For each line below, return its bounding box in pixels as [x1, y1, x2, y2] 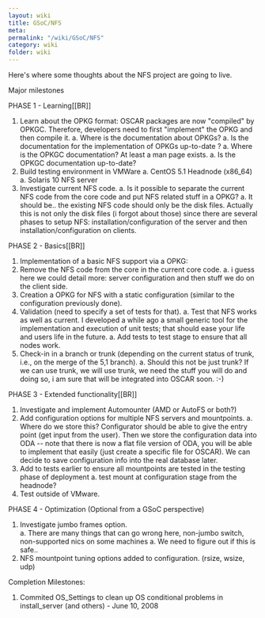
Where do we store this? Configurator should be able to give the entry [19, 422, 248, 431]
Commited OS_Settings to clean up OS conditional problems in [19, 593, 224, 602]
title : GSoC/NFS [8, 19, 62, 27]
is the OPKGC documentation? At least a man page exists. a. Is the [19, 150, 236, 159]
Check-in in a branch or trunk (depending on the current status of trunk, [19, 349, 255, 358]
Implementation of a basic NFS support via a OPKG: [19, 257, 188, 265]
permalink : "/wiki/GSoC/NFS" [8, 33, 104, 42]
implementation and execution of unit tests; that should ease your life [19, 324, 245, 333]
